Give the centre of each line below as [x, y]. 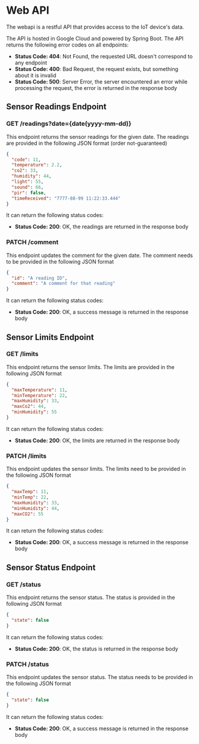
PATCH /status [28, 664]
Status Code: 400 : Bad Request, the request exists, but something [96, 69]
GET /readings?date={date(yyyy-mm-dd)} [69, 124]
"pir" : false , [29, 193]
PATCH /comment [32, 242]
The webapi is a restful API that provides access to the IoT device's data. [95, 27]
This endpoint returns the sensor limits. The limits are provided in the [90, 367]
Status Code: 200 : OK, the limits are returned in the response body [97, 440]
